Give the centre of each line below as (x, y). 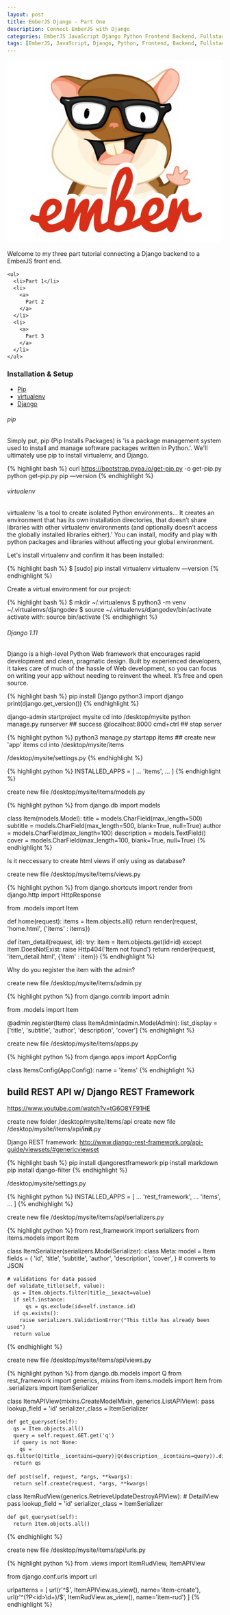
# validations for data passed (52, 1280)
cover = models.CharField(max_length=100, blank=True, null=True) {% (106, 840)
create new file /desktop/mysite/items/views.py (74, 874)
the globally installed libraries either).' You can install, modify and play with (112, 534)
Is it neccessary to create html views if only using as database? (97, 861)
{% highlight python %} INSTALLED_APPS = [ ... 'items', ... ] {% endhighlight (114, 771)
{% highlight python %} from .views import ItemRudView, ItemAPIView (106, 1564)
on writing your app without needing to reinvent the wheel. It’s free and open (115, 676)
